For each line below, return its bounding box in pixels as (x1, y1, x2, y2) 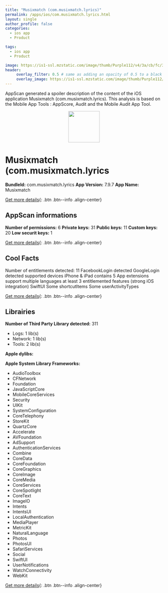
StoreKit (12, 418, 29, 424)
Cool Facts (5, 254, 39, 263)
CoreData (12, 456, 32, 462)
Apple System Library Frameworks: (5, 360, 80, 366)
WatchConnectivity (12, 567, 52, 573)
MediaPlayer (12, 519, 38, 525)
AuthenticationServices (12, 445, 61, 451)
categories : (5, 26, 30, 31)
